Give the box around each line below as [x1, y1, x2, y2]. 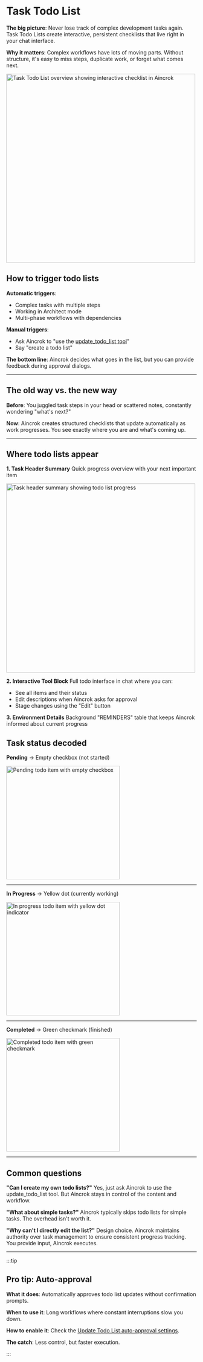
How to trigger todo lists [6, 273, 99, 284]
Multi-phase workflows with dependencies [14, 314, 122, 321]
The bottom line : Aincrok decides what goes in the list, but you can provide [6, 356, 195, 363]
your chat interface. [6, 37, 56, 44]
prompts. [6, 1297, 29, 1304]
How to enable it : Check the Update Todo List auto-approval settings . [6, 1326, 179, 1334]
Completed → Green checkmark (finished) [6, 1026, 113, 1034]
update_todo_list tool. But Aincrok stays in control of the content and [6, 1190, 177, 1197]
